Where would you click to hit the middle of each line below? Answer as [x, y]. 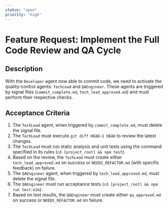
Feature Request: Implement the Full [82, 40]
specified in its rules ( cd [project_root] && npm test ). [69, 152]
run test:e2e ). [27, 189]
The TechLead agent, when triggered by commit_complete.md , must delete [87, 125]
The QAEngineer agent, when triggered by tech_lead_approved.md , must [86, 173]
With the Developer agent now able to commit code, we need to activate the [83, 81]
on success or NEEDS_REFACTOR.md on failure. [58, 200]
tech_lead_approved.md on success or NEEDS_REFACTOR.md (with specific [86, 163]
